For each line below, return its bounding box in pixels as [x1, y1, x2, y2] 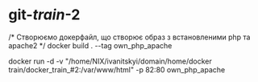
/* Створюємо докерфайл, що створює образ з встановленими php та [8, 32, 251, 42]
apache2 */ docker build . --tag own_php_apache [8, 40, 173, 50]
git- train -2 [8, 6, 81, 24]
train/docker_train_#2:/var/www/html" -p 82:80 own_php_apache [8, 64, 226, 74]
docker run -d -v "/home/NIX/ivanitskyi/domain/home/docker [8, 56, 212, 66]
